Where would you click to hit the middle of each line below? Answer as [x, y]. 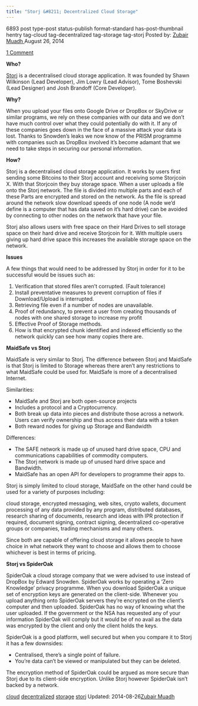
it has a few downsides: [35, 643]
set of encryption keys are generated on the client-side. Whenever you [92, 594]
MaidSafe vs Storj [29, 348]
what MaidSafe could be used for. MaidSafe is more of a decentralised [92, 372]
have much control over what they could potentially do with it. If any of [92, 123]
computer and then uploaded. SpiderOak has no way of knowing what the [96, 607]
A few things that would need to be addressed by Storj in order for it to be [95, 268]
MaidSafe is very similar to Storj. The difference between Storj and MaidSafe [99, 359]
